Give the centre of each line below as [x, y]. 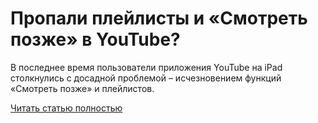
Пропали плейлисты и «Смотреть [159, 18]
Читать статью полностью [66, 108]
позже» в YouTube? [95, 39]
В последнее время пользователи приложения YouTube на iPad [146, 67]
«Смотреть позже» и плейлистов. [82, 88]
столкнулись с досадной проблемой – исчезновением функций [146, 78]
